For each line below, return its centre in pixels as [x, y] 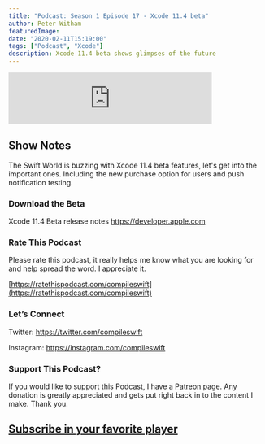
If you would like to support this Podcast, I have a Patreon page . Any [123, 386]
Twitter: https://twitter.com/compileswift [76, 332]
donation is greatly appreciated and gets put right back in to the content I [131, 395]
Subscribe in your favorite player [93, 429]
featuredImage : [34, 31]
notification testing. [41, 182]
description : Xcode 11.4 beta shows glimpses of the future [113, 54]
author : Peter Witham [45, 24]
